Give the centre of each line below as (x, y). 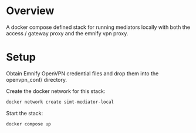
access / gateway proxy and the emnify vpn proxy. (67, 33)
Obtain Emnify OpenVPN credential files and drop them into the (82, 73)
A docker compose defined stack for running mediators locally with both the (98, 27)
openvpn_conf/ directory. (37, 79)
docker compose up (28, 124)
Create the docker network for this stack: (56, 91)
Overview (30, 11)
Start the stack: (25, 113)
